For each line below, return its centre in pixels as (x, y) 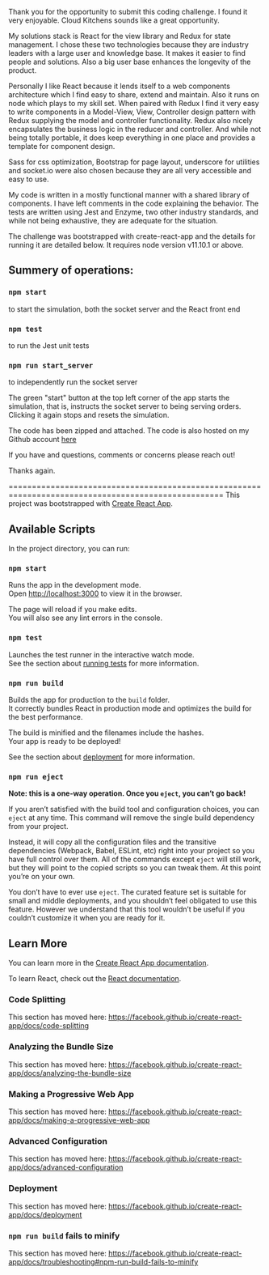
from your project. (38, 827)
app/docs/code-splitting (49, 1026)
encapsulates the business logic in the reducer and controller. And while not (135, 129)
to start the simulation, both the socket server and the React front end (124, 309)
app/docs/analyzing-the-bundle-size (70, 1073)
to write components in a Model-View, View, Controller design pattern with (132, 112)
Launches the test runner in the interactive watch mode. (102, 654)
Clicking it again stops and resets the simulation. (89, 415)
